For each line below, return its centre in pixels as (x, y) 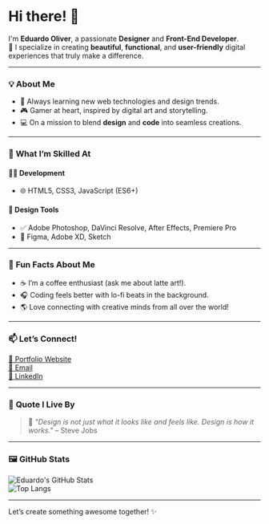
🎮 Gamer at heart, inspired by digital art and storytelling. (114, 111)
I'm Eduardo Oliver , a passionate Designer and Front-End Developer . (124, 39)
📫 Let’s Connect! (43, 339)
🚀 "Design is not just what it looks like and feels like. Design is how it (141, 422)
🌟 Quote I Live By (42, 404)
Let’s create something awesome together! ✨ (83, 511)
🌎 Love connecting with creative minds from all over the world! (124, 307)
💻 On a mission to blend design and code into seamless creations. (130, 123)
